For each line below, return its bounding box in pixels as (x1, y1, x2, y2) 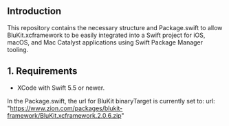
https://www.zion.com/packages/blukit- (10, 104, 123, 112)
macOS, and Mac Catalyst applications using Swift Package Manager (7, 38, 204, 47)
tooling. (7, 45, 29, 53)
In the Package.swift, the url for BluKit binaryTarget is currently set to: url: (7, 97, 215, 105)
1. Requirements (7, 65, 78, 77)
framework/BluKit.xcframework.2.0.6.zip (7, 111, 122, 119)
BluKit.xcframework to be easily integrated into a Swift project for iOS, (7, 31, 206, 39)
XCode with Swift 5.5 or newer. (17, 84, 105, 92)
